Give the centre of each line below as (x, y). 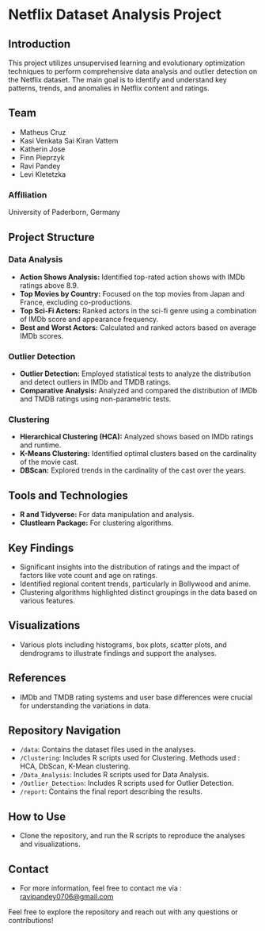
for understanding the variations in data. (85, 705)
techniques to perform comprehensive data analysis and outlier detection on (133, 71)
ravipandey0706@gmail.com (66, 897)
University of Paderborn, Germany (64, 213)
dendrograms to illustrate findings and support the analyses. (118, 653)
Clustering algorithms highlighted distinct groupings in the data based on (138, 592)
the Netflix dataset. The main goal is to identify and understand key (117, 80)
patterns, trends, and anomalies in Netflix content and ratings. (109, 88)
